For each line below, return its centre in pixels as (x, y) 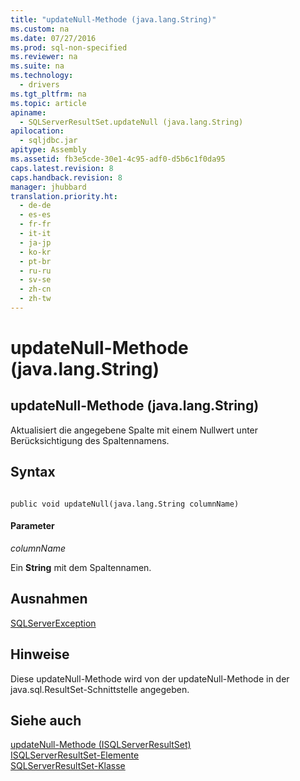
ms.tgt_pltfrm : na (48, 94)
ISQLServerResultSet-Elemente (75, 755)
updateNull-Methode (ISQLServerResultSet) (101, 745)
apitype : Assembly (48, 150)
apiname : (28, 112)
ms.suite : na (37, 66)
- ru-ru (35, 271)
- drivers (39, 85)
